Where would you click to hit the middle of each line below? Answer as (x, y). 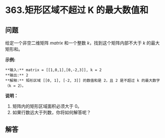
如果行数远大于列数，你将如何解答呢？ (51, 112)
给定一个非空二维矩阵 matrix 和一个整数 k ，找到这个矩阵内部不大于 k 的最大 (82, 43)
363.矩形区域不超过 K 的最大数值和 (77, 10)
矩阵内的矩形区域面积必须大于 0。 (47, 106)
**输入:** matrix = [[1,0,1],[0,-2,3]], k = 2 (53, 70)
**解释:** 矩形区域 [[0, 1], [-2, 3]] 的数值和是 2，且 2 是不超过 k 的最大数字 (82, 80)
